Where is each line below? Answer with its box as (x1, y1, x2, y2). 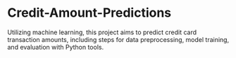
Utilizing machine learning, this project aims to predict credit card (7, 28, 197, 36)
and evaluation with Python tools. (7, 43, 104, 51)
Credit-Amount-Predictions (7, 5, 172, 21)
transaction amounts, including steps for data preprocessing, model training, (7, 35, 230, 43)
